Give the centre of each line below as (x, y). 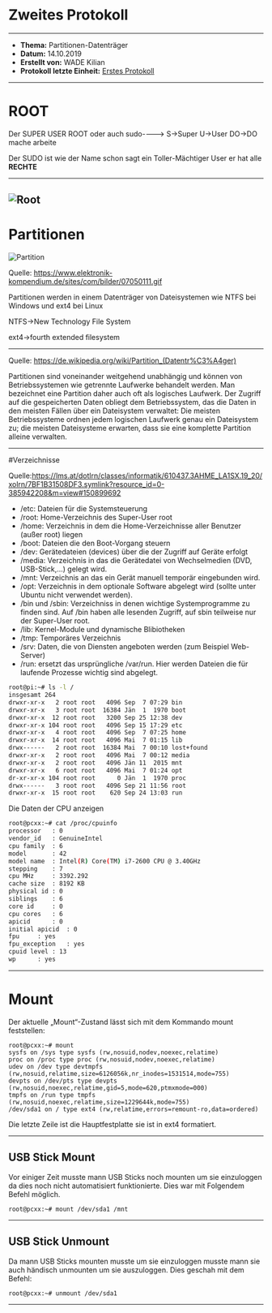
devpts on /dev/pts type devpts (63, 1081)
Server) (33, 656)
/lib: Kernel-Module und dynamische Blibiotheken (102, 630)
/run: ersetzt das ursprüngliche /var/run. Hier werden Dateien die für (134, 664)
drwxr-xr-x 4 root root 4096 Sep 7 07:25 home (97, 733)
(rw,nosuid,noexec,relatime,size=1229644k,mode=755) (99, 1102)
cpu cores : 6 (36, 914)
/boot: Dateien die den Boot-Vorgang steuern (95, 543)
